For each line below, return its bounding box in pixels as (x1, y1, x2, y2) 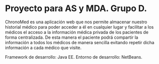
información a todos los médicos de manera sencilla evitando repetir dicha (5, 39, 155, 45)
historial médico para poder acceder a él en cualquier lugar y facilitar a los (5, 24, 154, 30)
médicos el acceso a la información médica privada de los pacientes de (5, 29, 149, 35)
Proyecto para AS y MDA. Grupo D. (5, 3, 147, 14)
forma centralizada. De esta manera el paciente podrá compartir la (5, 34, 139, 40)
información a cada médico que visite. (5, 45, 82, 50)
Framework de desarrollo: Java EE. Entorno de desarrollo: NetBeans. (5, 54, 142, 60)
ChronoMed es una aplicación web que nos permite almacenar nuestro (5, 19, 147, 25)
